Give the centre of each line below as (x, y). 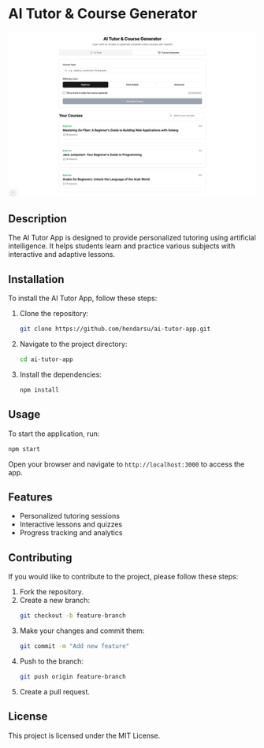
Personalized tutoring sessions (70, 516)
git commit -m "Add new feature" (74, 646)
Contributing (40, 558)
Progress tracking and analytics (71, 533)
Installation (36, 279)
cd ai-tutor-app (46, 359)
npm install (39, 390)
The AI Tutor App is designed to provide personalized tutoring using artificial (132, 238)
